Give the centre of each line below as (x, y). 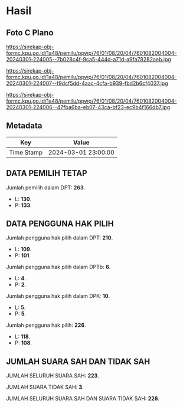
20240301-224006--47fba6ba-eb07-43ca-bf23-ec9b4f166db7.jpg (88, 107)
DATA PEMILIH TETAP (47, 173)
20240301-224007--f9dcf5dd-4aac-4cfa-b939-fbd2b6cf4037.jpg (87, 83)
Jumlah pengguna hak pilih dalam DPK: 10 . (58, 296)
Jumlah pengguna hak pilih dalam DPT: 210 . (60, 238)
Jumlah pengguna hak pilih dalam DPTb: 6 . (58, 267)
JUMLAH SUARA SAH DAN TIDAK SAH (78, 361)
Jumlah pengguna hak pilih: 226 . (46, 325)
